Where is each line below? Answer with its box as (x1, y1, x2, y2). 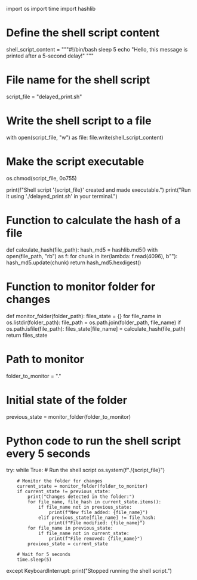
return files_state (6, 331, 48, 339)
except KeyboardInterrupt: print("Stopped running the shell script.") (6, 567, 172, 575)
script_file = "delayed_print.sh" (6, 93, 82, 100)
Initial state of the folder (6, 393, 127, 407)
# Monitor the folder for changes (17, 478, 103, 484)
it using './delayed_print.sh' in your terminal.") (6, 192, 118, 200)
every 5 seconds (6, 446, 91, 460)
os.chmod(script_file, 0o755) (6, 174, 77, 182)
